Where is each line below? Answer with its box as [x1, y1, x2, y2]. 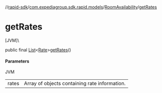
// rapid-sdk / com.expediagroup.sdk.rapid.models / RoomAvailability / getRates [5, 4, 157, 10]
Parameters [5, 58, 29, 64]
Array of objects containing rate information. [23, 80, 126, 87]
